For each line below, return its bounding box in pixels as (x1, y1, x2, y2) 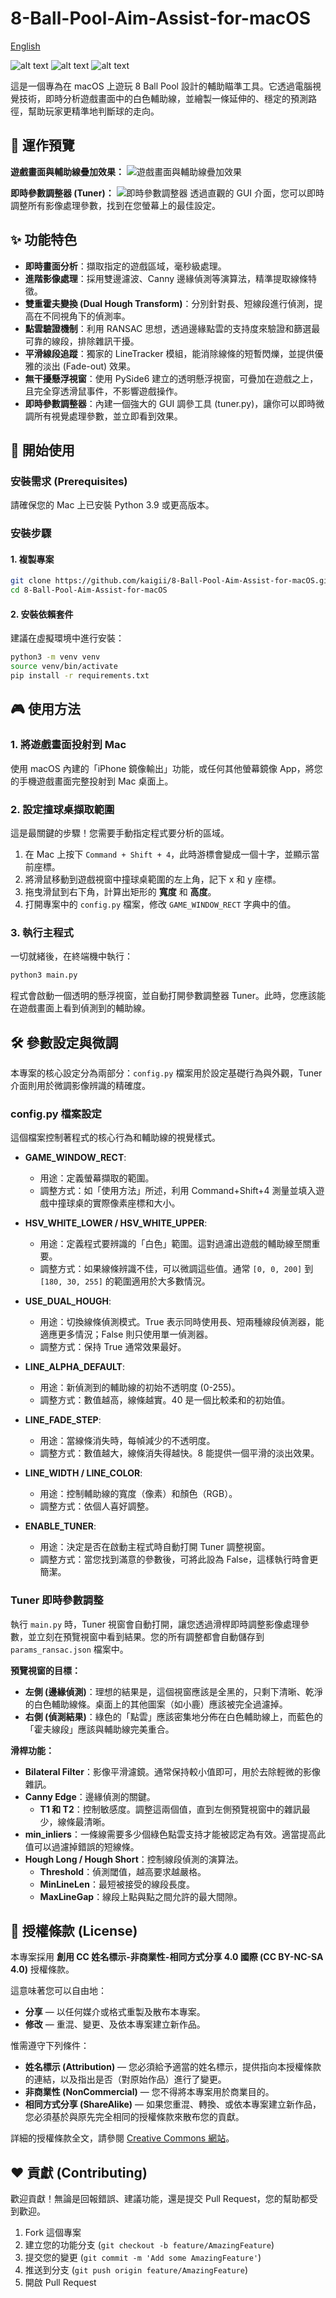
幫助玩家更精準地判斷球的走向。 (27, 105, 160, 117)
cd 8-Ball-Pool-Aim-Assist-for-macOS (10, 585, 168, 596)
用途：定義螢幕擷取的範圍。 (39, 1172, 155, 1184)
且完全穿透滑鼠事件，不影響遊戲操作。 (24, 385, 183, 397)
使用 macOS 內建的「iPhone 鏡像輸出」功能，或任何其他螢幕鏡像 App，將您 (10, 762, 323, 774)
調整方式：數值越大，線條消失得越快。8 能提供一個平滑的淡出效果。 (39, 1447, 320, 1459)
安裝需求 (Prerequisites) (10, 474, 128, 488)
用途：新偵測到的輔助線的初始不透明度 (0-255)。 (39, 1382, 241, 1394)
